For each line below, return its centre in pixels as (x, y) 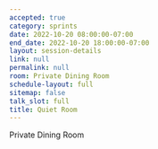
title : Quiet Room (43, 110)
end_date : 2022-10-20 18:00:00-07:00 (79, 43)
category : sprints (43, 26)
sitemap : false (37, 92)
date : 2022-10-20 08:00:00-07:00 (71, 34)
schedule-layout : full (51, 84)
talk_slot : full (39, 101)
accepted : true (37, 18)
